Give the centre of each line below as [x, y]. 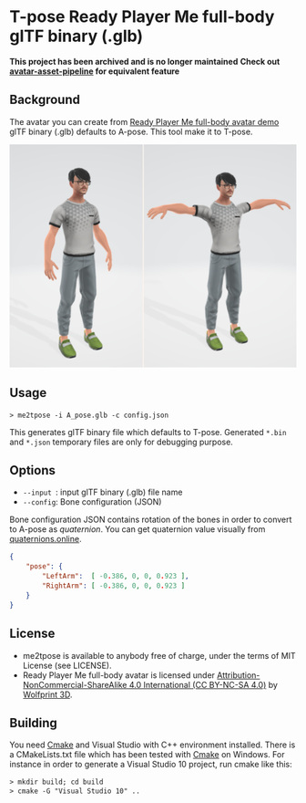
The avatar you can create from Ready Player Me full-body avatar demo [144, 121]
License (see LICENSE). [67, 665]
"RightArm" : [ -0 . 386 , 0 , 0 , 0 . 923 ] [114, 586]
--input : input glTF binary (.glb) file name [102, 492]
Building [33, 723]
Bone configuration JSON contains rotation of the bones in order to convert [151, 520]
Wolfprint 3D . [47, 694]
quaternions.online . [46, 539]
